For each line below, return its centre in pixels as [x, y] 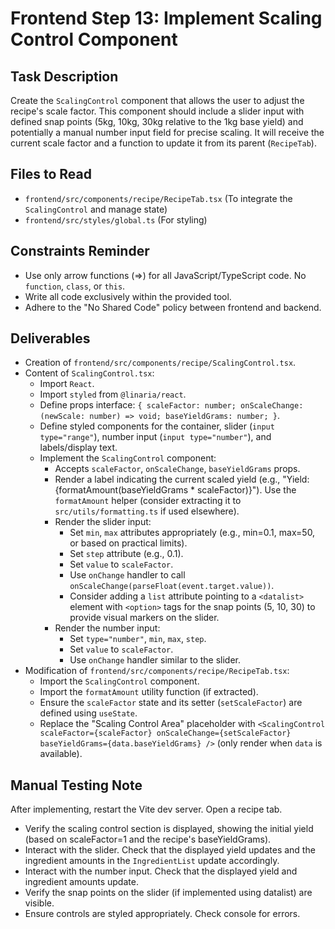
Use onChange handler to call [127, 575]
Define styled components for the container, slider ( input [157, 426]
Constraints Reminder [80, 251]
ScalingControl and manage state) [96, 209]
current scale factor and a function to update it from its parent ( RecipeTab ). [163, 143]
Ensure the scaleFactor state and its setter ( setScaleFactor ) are [171, 703]
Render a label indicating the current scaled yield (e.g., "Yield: [182, 479]
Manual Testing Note [76, 785]
